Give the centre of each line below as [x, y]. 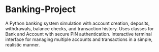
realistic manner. [23, 44]
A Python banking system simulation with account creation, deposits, [77, 23]
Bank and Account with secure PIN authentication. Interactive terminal [79, 34]
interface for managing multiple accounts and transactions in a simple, [79, 39]
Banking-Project [41, 9]
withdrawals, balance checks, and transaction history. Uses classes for [80, 28]
